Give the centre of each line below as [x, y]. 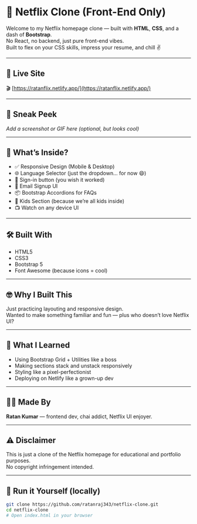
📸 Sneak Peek [32, 114]
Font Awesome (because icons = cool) [61, 271]
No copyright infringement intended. [50, 467]
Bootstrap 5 [29, 265]
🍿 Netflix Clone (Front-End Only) [86, 12]
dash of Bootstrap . [29, 34]
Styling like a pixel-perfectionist [53, 372]
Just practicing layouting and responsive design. [65, 309]
